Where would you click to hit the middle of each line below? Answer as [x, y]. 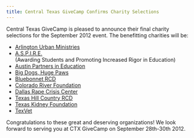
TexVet [23, 110]
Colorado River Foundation [48, 85]
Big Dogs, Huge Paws [42, 72]
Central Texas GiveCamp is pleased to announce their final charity [88, 29]
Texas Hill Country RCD [44, 98]
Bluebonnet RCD [35, 79]
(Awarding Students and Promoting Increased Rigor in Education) [95, 59]
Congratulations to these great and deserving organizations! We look [91, 122]
